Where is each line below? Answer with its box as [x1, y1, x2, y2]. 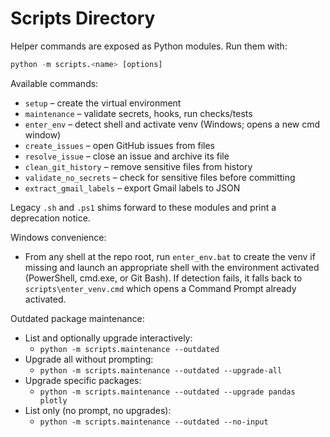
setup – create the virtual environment [24, 97, 182, 109]
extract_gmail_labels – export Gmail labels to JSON [24, 182, 241, 194]
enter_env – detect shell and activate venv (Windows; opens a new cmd [24, 118, 321, 130]
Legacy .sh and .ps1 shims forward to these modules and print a [10, 201, 277, 213]
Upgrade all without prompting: [24, 353, 154, 365]
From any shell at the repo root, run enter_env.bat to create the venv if [24, 250, 316, 262]
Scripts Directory [10, 7, 156, 30]
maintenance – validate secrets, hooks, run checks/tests [24, 107, 253, 119]
